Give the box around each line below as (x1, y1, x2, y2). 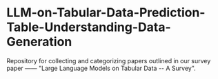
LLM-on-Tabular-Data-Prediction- (6, 5, 206, 21)
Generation (6, 34, 72, 49)
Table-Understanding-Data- (6, 19, 172, 35)
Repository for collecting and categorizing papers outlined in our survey (6, 56, 211, 65)
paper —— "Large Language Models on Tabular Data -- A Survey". (6, 64, 196, 72)
